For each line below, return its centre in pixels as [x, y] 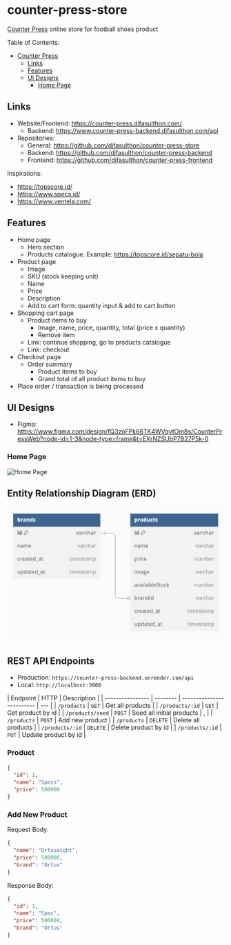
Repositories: [36, 138]
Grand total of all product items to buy [92, 378]
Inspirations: [25, 173]
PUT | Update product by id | [47, 735]
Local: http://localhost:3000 [59, 685]
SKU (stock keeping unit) [63, 276]
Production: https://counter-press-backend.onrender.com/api [106, 678]
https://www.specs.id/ [49, 194]
